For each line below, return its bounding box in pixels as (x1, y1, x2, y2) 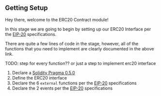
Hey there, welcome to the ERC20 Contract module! (5, 16, 109, 22)
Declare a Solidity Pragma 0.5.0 (12, 70, 75, 76)
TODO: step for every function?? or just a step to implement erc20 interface (5, 60, 156, 66)
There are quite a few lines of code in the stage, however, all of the (5, 41, 139, 47)
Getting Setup (5, 4, 48, 12)
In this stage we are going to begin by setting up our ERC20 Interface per (5, 26, 151, 32)
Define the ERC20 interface (12, 75, 67, 80)
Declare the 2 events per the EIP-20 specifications (12, 85, 113, 91)
